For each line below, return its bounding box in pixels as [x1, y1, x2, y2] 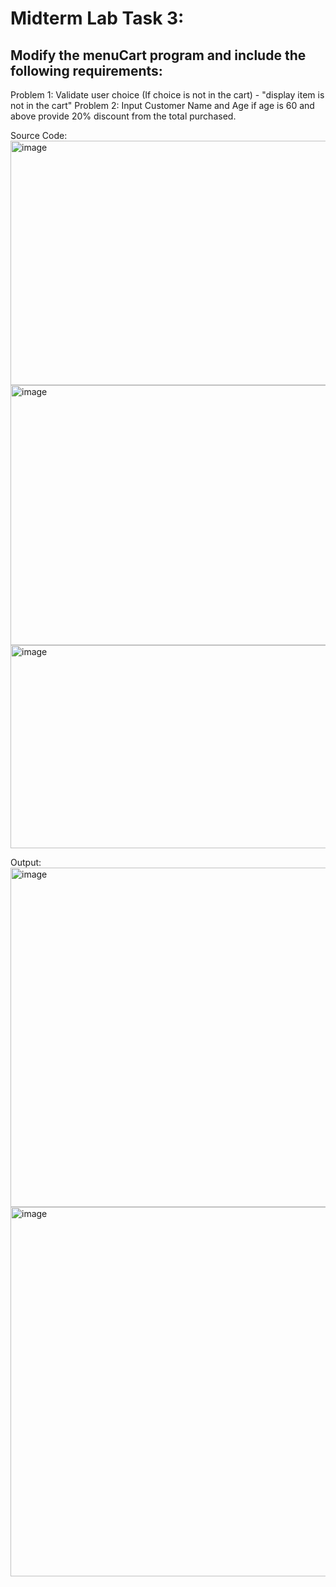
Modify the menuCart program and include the [10, 47, 307, 64]
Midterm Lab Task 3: [10, 7, 185, 30]
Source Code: [10, 130, 68, 141]
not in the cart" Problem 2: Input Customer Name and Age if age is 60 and [10, 100, 315, 111]
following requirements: [10, 62, 163, 79]
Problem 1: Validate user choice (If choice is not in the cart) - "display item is [10, 89, 325, 101]
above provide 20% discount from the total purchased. [10, 110, 237, 122]
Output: [10, 857, 42, 868]
